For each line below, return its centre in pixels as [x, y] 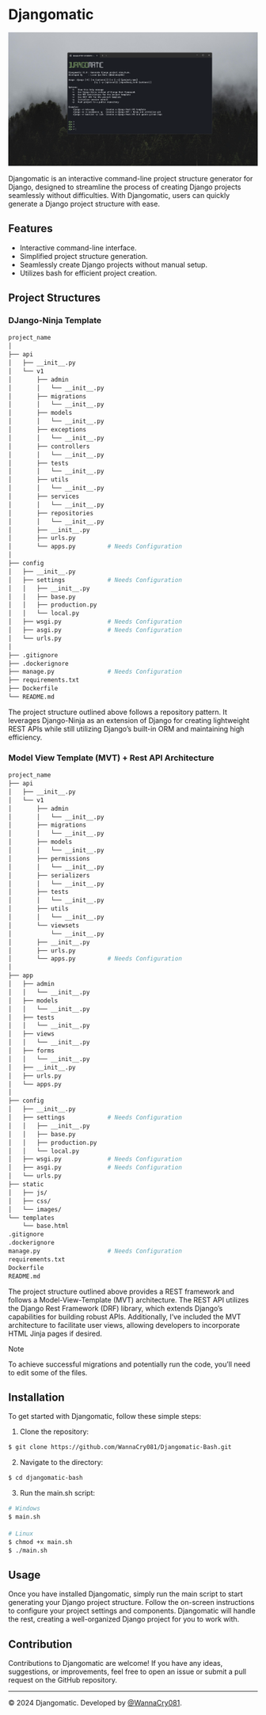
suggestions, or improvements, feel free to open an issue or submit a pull [127, 1671]
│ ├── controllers [49, 446]
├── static [26, 1185]
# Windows [25, 1509]
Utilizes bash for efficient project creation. [88, 273]
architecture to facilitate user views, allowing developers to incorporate [124, 1325]
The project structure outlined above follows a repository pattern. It [118, 712]
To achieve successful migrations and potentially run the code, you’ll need [129, 1364]
